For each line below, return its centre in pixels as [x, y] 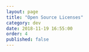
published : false [28, 39]
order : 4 [17, 34]
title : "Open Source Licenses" [45, 17]
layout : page [22, 12]
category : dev [24, 23]
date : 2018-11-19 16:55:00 [39, 28]
